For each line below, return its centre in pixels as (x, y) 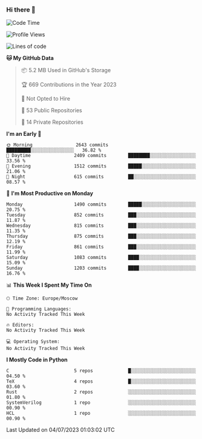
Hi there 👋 (21, 10)
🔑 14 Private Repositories (52, 122)
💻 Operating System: (33, 342)
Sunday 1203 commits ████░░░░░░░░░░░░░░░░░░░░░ (101, 268)
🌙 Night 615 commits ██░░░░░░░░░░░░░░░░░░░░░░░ (101, 177)
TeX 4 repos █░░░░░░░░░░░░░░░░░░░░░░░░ (101, 381)
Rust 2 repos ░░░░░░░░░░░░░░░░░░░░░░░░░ (101, 392)
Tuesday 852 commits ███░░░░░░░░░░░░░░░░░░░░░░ (101, 215)
